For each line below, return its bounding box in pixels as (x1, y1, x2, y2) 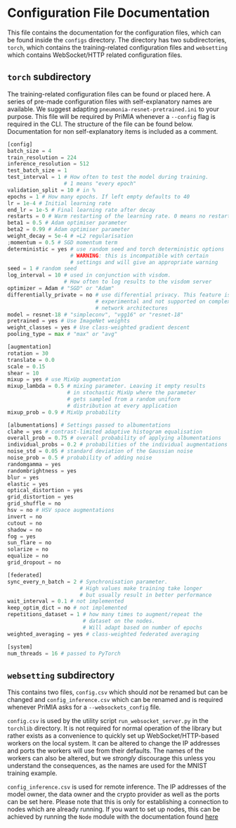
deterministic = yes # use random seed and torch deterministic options (7, 245, 225, 253)
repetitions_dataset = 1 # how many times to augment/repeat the (7, 611, 202, 618)
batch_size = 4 (7, 147, 52, 154)
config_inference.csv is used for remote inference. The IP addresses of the (7, 783, 227, 791)
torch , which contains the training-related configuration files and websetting (7, 43, 228, 51)
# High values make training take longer (79, 584, 202, 592)
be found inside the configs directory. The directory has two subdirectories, (7, 35, 227, 44)
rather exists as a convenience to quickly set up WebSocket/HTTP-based (7, 732, 219, 740)
